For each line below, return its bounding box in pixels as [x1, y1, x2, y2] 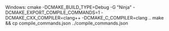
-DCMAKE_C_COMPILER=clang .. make [81, 15, 164, 20]
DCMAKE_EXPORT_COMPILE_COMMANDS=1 [5, 9, 100, 15]
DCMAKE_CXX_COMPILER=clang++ [5, 15, 81, 20]
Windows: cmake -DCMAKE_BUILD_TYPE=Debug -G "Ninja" [5, 4, 132, 10]
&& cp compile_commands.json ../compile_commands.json [5, 20, 128, 26]
